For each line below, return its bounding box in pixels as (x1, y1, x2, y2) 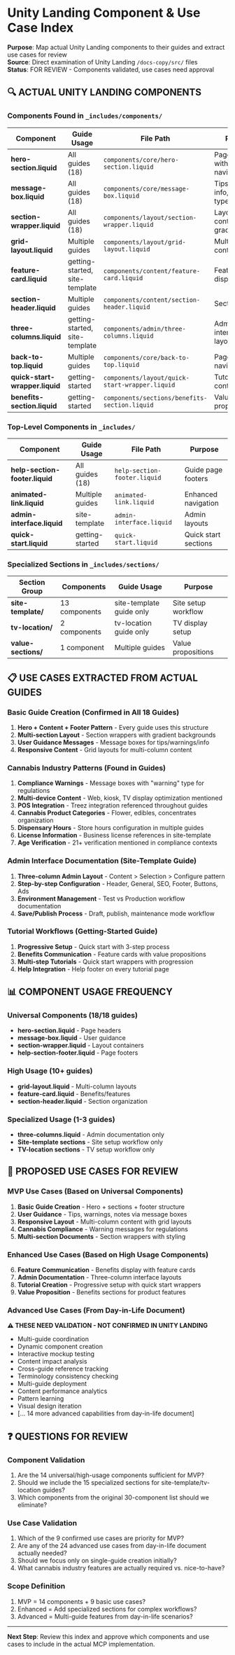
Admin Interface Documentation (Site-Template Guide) (7, 856, 197, 866)
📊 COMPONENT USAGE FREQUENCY (7, 986, 173, 998)
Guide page (184, 464, 223, 474)
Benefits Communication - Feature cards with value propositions (17, 950, 206, 958)
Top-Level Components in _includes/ (7, 422, 136, 431)
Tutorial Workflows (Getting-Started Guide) (7, 927, 158, 936)
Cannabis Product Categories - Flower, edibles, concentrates (17, 809, 197, 817)
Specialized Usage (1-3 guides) (7, 1114, 115, 1124)
